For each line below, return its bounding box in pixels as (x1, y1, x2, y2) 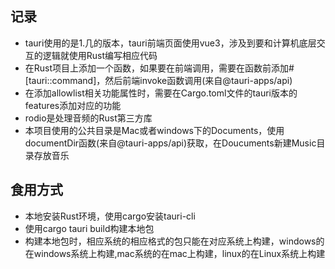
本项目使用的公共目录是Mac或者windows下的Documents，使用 (24, 124, 285, 136)
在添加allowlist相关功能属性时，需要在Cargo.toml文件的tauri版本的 (24, 87, 298, 99)
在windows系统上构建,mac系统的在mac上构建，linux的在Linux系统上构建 (24, 247, 326, 259)
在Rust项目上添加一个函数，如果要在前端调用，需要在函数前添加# (24, 62, 295, 74)
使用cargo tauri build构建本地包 (24, 222, 155, 234)
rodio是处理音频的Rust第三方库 (24, 112, 153, 124)
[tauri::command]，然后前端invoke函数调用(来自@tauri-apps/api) (24, 74, 293, 86)
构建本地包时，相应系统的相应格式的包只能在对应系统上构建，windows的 (24, 235, 325, 247)
